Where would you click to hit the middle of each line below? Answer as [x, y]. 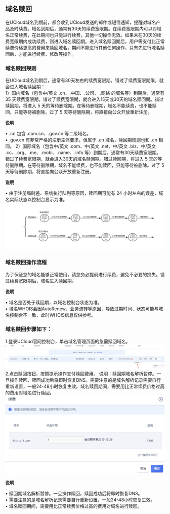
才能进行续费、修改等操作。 [47, 54]
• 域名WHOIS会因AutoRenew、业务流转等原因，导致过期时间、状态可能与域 [84, 309]
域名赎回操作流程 [26, 263]
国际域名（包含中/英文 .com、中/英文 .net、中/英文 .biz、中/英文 [89, 146]
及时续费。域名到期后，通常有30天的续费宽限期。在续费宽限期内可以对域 [86, 28]
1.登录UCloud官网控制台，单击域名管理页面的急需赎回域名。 [68, 341]
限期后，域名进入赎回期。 [49, 281]
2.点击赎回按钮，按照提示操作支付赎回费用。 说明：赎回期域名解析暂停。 [81, 374]
